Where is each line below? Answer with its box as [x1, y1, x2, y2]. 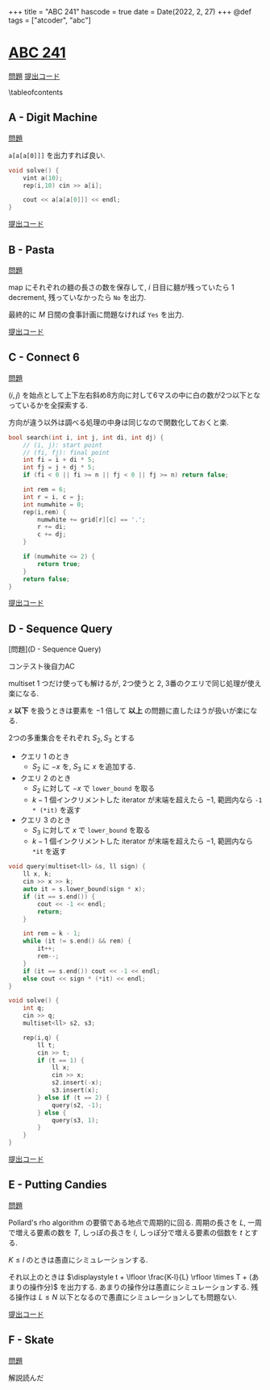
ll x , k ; [23, 870, 52, 878]
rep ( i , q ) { [23, 1034, 60, 1042]
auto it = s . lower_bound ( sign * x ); [23, 885, 147, 893]
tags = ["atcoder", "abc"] [8, 15, 91, 25]
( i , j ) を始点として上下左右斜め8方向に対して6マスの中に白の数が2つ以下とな [8, 390, 260, 400]
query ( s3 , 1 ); [51, 1116, 99, 1124]
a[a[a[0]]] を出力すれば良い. [8, 150, 106, 160]
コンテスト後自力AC [8, 661, 75, 672]
